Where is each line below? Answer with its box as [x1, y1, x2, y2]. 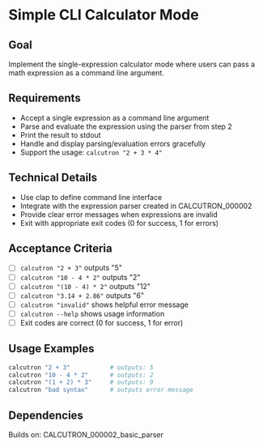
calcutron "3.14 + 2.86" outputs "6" [19, 290, 144, 300]
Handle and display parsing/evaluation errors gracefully [19, 138, 206, 148]
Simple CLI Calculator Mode [8, 6, 200, 24]
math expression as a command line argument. [8, 68, 164, 78]
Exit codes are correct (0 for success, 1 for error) [19, 317, 184, 327]
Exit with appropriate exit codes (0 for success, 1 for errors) [19, 218, 219, 228]
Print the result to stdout [19, 130, 101, 139]
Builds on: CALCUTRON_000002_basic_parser [8, 430, 164, 439]
